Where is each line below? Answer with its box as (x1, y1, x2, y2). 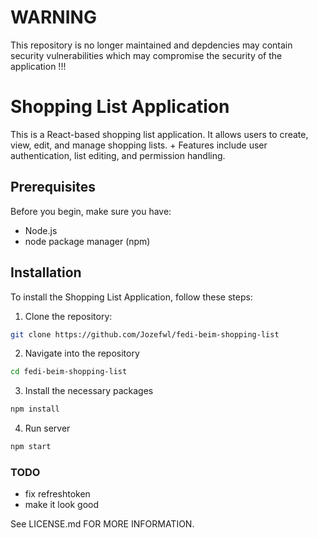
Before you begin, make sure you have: (10, 205, 172, 217)
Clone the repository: (24, 310, 113, 322)
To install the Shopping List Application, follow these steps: (10, 291, 253, 303)
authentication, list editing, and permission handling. (10, 149, 226, 161)
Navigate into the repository (24, 347, 140, 360)
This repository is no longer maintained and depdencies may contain (10, 39, 293, 51)
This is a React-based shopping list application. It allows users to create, (10, 128, 309, 140)
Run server (24, 422, 71, 435)
